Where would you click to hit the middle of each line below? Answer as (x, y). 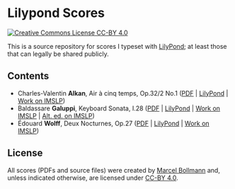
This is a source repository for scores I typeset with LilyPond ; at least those (117, 46)
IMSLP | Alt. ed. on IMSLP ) (56, 115)
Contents (28, 76)
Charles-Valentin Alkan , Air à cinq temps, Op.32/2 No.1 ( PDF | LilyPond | (123, 93)
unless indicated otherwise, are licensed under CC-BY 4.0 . (93, 178)
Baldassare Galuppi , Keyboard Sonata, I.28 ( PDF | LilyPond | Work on (119, 108)
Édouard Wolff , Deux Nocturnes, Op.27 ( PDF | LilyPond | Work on (114, 123)
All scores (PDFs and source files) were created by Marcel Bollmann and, (114, 170)
